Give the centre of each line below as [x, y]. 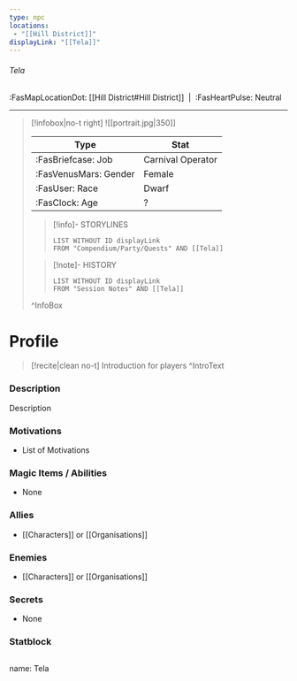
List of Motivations [56, 450]
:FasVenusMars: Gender [85, 174]
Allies [22, 516]
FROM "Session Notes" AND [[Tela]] [118, 289]
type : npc [27, 17]
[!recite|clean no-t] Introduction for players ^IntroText [127, 366]
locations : [29, 26]
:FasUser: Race [67, 188]
